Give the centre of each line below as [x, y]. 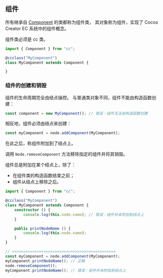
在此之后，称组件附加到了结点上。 [40, 143]
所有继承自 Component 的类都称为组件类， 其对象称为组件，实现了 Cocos [82, 22]
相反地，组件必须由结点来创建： [38, 124]
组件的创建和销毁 [26, 86]
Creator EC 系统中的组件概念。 [37, 28]
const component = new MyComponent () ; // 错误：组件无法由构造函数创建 [76, 113]
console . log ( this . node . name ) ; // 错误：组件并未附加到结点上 [84, 214]
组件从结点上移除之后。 [37, 182]
